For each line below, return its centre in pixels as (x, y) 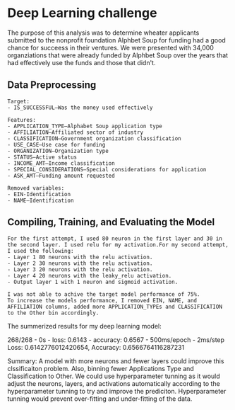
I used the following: (41, 251)
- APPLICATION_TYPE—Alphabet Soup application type (85, 126)
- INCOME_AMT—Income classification (61, 163)
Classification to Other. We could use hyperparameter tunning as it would (114, 376)
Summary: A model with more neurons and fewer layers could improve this (116, 361)
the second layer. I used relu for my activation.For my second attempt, (118, 245)
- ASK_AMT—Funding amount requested (61, 176)
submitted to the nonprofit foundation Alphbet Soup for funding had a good (116, 40)
